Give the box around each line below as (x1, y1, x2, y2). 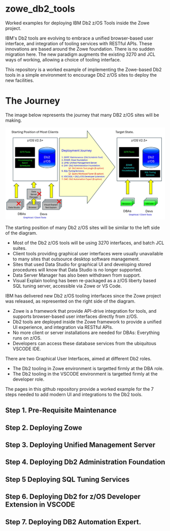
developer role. (12, 376, 45, 382)
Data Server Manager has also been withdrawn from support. (12, 272, 141, 278)
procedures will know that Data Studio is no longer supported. (12, 267, 143, 273)
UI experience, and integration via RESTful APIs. (12, 324, 113, 330)
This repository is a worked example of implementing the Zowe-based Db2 (5, 67, 162, 73)
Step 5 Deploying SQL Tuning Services (5, 475, 130, 484)
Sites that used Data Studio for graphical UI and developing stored (12, 261, 151, 267)
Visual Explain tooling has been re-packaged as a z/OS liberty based (12, 277, 156, 283)
